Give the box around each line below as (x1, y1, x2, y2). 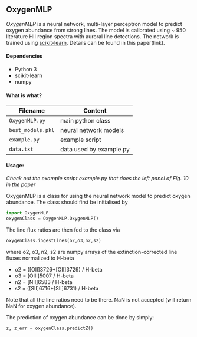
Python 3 (14, 66, 37, 73)
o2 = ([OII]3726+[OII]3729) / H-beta (14, 266, 103, 273)
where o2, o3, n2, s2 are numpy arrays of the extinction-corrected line (6, 249, 178, 256)
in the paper (6, 181, 36, 188)
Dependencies (6, 52, 43, 60)
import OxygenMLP (6, 210, 49, 216)
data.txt (9, 146, 34, 153)
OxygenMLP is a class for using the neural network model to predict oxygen (6, 193, 191, 200)
